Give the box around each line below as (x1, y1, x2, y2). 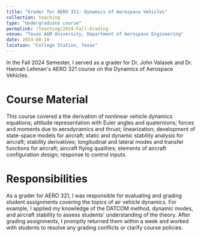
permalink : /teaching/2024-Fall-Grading (6, 25, 109, 32)
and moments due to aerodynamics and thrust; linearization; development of (6, 125, 196, 132)
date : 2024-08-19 (6, 37, 50, 43)
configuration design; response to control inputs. (6, 151, 127, 158)
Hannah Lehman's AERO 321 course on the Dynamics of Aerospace (6, 65, 173, 72)
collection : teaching (6, 14, 61, 20)
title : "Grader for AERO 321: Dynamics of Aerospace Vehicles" (6, 8, 168, 15)
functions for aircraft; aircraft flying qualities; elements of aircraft (6, 144, 166, 152)
